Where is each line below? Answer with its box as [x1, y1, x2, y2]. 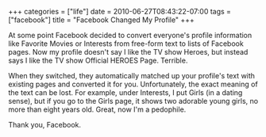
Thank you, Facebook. [8, 120, 82, 129]
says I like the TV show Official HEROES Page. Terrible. [8, 55, 188, 65]
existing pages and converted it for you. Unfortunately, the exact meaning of [8, 79, 258, 89]
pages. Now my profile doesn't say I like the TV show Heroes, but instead [8, 48, 249, 56]
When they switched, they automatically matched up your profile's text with [8, 71, 256, 80]
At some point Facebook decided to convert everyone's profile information [8, 31, 253, 40]
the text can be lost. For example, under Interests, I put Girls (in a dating [8, 88, 243, 97]
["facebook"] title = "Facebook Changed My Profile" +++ [8, 15, 195, 25]
